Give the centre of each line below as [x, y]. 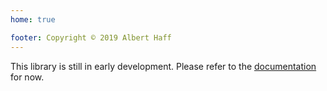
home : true [33, 19]
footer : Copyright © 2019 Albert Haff [91, 37]
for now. [27, 77]
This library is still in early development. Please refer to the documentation [163, 66]
